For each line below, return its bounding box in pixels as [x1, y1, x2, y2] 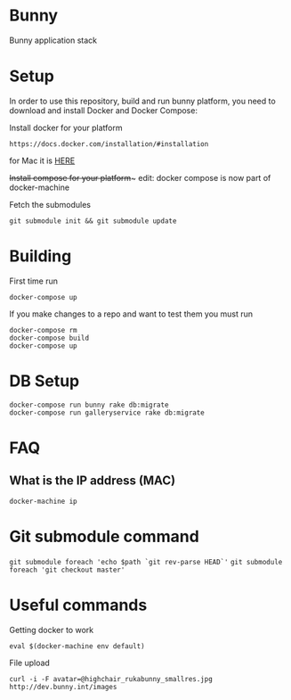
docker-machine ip [9, 497, 77, 506]
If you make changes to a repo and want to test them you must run [9, 309, 254, 319]
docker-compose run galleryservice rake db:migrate [9, 408, 205, 417]
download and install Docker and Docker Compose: [9, 104, 198, 116]
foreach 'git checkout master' [9, 565, 125, 574]
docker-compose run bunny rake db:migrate [9, 400, 169, 409]
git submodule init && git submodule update [9, 216, 177, 226]
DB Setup [9, 371, 80, 391]
